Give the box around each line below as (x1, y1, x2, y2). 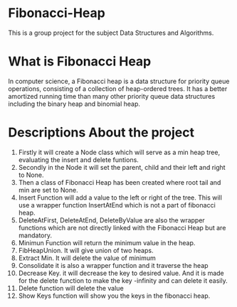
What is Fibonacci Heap (8, 53, 152, 70)
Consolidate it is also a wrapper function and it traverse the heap (18, 261, 209, 269)
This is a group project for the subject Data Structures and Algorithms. (8, 28, 214, 37)
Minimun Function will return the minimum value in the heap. (18, 238, 196, 247)
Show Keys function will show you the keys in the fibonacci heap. (18, 291, 211, 300)
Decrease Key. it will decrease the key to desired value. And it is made (18, 269, 225, 277)
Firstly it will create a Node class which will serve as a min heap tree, (18, 148, 220, 156)
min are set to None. (18, 185, 78, 194)
